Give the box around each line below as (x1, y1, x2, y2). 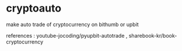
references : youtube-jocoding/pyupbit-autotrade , (6, 32, 128, 39)
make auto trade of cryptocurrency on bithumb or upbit (6, 21, 139, 28)
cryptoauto (6, 2, 62, 15)
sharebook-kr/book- (128, 32, 177, 39)
